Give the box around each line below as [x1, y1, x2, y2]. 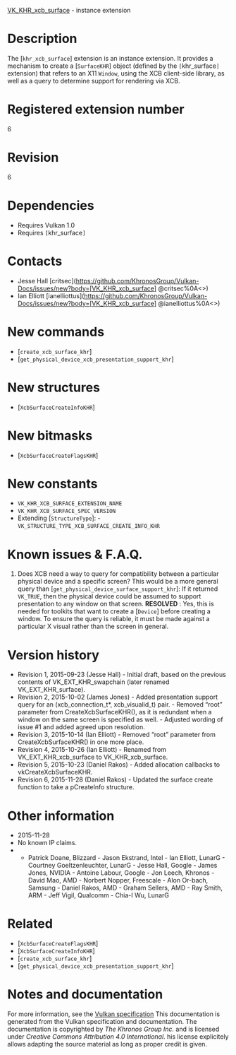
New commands [7, 324, 104, 340]
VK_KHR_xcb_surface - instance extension [7, 6, 131, 14]
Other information [7, 808, 115, 824]
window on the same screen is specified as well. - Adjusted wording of [17, 715, 223, 724]
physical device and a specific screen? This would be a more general [17, 577, 218, 586]
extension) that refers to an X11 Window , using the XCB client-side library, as [7, 69, 225, 77]
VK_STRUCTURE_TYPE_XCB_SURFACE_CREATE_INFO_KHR [17, 523, 160, 530]
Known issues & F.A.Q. [7, 546, 143, 562]
